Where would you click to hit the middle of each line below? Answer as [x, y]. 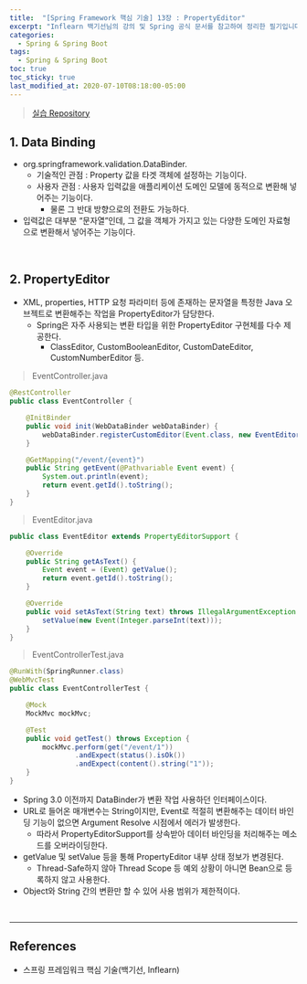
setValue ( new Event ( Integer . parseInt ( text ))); [132, 620]
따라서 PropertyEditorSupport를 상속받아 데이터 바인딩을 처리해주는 [158, 833]
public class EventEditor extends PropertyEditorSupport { [124, 536]
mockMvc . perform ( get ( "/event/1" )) [108, 747]
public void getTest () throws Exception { [108, 738]
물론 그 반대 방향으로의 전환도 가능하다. [120, 209]
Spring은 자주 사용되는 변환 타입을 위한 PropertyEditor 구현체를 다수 [159, 325]
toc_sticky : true [42, 78]
